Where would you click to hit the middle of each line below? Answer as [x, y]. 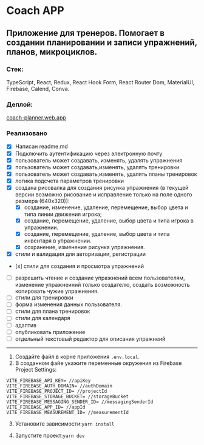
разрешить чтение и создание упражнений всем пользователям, [100, 278]
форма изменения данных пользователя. [69, 304]
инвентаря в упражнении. [58, 241]
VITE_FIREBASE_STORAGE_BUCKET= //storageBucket [68, 396]
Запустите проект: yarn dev [50, 435]
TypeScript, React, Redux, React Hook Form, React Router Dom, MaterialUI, [100, 82]
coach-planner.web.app [36, 118]
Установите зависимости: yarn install [65, 423]
